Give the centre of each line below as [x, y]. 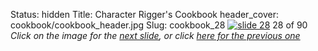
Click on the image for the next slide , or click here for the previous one [155, 35]
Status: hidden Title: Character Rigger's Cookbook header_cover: [144, 14]
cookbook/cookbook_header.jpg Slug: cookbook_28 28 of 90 [159, 25]
